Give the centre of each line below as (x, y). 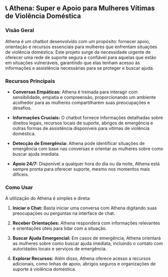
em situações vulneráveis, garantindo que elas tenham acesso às (73, 63)
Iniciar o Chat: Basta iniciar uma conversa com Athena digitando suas (85, 208)
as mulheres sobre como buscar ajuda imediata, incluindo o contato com (88, 243)
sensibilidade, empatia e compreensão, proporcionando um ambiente (84, 97)
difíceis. (21, 174)
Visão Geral (20, 31)
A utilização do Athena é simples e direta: (48, 198)
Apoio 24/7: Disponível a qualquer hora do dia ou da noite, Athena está (86, 164)
